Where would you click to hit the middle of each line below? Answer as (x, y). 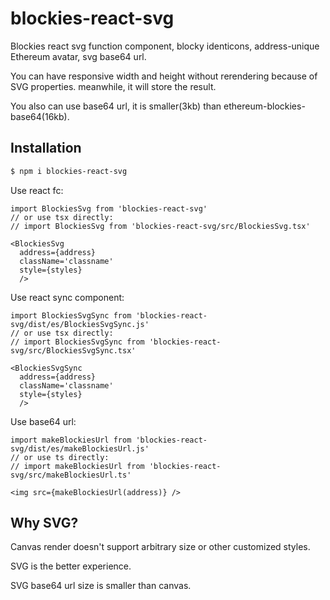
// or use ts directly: (60, 457)
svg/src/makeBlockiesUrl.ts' (71, 475)
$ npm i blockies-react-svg (69, 171)
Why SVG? (44, 523)
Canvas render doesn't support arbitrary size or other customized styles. (160, 547)
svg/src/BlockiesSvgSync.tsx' (73, 350)
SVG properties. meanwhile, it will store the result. (113, 86)
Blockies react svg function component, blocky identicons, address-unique (165, 46)
